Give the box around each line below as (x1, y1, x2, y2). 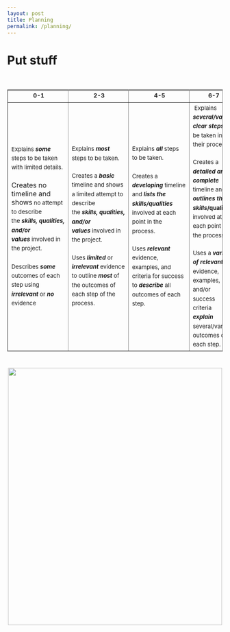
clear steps (192, 122, 225, 130)
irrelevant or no (11, 290, 55, 298)
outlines (192, 195, 216, 202)
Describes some (11, 262, 56, 270)
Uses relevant (131, 245, 170, 253)
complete (192, 176, 219, 184)
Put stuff (7, 52, 57, 68)
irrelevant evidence (71, 263, 125, 271)
